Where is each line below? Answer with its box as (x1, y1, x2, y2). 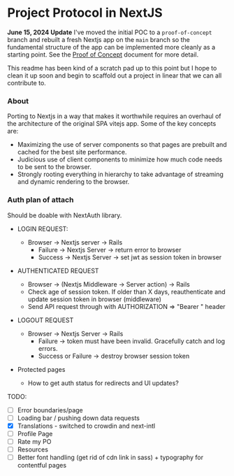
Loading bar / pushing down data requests (17, 414, 140, 422)
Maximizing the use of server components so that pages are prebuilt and (17, 140, 227, 149)
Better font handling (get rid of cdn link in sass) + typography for (17, 453, 204, 461)
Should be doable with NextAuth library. (7, 211, 122, 219)
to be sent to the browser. (17, 163, 92, 171)
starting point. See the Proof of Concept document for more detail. (7, 50, 199, 59)
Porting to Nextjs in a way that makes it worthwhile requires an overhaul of (7, 112, 221, 120)
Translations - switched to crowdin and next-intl (17, 421, 156, 430)
